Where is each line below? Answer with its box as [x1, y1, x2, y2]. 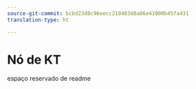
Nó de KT [7, 52, 61, 67]
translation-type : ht [7, 16, 69, 23]
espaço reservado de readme [7, 75, 91, 83]
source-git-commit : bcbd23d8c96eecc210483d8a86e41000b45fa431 [7, 10, 189, 17]
